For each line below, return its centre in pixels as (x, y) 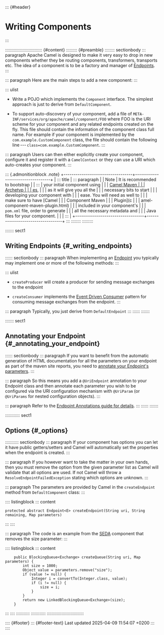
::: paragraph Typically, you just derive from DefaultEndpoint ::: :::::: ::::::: (77, 311)
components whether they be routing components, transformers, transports (81, 60)
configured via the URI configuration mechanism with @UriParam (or (72, 391)
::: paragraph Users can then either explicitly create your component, (74, 154)
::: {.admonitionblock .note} (32, 174)
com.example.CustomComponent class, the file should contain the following (84, 139)
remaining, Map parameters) (34, 515)
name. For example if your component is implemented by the (73, 135)
